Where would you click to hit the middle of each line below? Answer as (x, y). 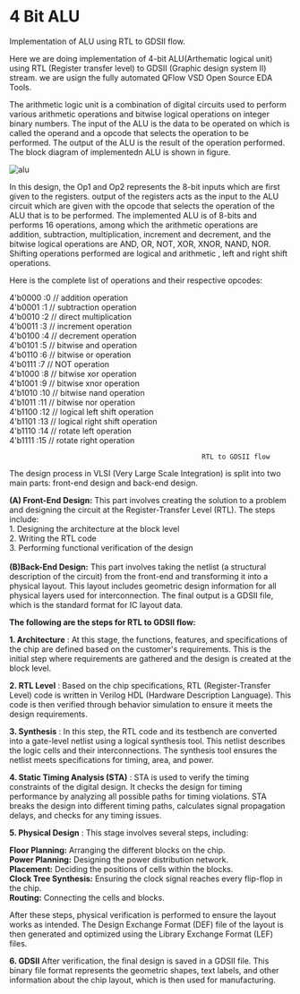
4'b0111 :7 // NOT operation (60, 364)
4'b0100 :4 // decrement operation (73, 335)
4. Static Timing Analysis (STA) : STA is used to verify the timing (129, 777)
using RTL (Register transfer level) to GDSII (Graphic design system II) (138, 68)
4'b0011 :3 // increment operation (71, 326)
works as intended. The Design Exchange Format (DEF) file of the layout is (146, 924)
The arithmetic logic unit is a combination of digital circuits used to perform (148, 104)
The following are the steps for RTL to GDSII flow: (103, 622)
